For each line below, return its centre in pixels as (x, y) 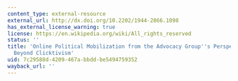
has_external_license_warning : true (61, 27)
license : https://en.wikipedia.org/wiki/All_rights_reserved (100, 33)
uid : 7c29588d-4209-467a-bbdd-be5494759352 (73, 60)
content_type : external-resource (57, 14)
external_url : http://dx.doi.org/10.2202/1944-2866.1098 (93, 20)
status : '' (23, 40)
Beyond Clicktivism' (44, 54)
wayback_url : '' (31, 66)
